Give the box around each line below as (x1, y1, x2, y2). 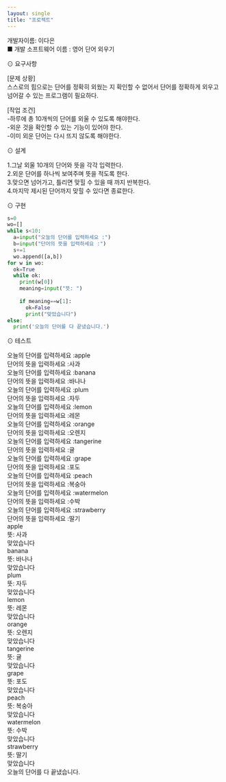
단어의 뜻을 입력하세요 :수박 (7, 498, 81, 506)
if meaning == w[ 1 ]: (19, 298, 72, 304)
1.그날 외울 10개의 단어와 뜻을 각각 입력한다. (7, 161, 123, 169)
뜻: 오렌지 (7, 628, 33, 636)
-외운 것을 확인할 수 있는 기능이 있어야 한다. (7, 123, 123, 131)
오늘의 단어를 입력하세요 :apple (7, 351, 91, 359)
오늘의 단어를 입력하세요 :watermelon (7, 489, 108, 497)
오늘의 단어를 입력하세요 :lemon (7, 403, 92, 411)
